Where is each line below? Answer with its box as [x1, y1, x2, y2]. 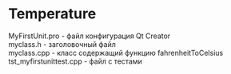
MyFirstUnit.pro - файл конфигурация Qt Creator [8, 31, 171, 41]
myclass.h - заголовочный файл [8, 39, 116, 49]
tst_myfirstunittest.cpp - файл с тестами [8, 56, 142, 66]
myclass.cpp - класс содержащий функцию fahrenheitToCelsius [8, 48, 224, 57]
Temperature [8, 5, 97, 23]
